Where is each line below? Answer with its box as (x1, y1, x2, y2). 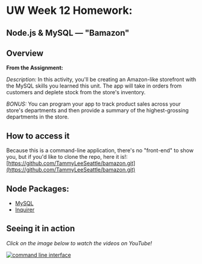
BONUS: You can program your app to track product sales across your (6, 100, 181, 108)
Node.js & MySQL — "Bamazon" (6, 28, 130, 38)
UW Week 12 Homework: (6, 4, 133, 18)
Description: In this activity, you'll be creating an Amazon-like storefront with (6, 76, 197, 83)
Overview (6, 48, 44, 58)
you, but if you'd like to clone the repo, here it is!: (6, 153, 128, 161)
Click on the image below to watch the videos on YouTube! (6, 239, 153, 246)
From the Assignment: (6, 64, 63, 71)
